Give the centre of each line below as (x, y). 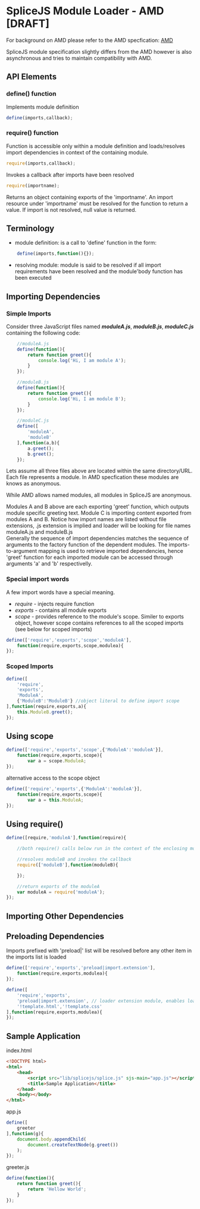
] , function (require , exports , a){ (46, 707)
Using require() (35, 824)
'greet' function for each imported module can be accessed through (90, 557)
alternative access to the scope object (53, 778)
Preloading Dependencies (55, 937)
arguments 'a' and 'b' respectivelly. (49, 564)
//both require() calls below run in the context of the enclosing (102, 849)
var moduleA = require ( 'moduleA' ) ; (61, 892)
